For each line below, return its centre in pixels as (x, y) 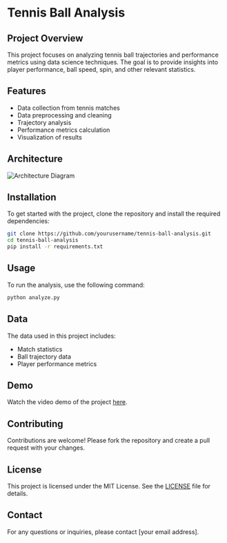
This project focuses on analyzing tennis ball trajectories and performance (113, 55)
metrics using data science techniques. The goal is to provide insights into (113, 62)
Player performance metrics (57, 363)
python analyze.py (33, 297)
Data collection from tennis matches (69, 108)
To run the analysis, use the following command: (76, 285)
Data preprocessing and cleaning (64, 115)
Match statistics (40, 349)
